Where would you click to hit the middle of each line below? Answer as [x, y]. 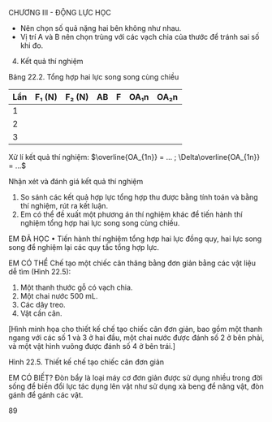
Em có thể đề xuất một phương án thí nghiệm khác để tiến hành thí [131, 214]
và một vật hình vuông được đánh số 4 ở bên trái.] [92, 346]
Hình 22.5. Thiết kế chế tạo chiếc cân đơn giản [86, 362]
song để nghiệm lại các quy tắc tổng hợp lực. [84, 247]
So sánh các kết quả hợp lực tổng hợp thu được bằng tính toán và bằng [139, 197]
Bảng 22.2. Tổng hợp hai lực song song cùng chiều [94, 77]
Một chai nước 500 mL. [59, 296]
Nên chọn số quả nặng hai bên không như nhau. [101, 28]
